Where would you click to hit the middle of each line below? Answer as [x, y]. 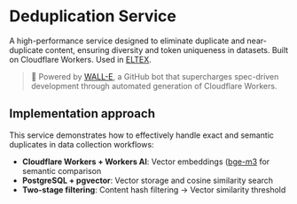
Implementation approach [82, 113]
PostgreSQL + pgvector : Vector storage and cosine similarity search [147, 180]
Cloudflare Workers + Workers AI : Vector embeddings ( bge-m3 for [146, 162]
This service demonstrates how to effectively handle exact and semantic [142, 135]
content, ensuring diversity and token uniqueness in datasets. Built [167, 49]
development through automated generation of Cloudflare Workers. [154, 86]
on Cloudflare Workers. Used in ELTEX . [81, 59]
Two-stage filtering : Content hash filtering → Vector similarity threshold [154, 189]
